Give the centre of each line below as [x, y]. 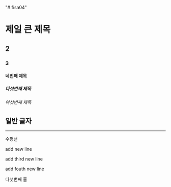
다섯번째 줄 [16, 179]
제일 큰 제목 [28, 30]
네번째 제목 [16, 76]
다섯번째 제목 [18, 88]
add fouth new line [25, 169]
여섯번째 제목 [18, 102]
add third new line [24, 159]
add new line [19, 149]
